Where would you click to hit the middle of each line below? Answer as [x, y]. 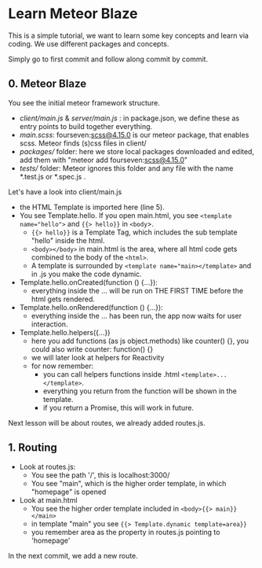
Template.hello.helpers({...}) [65, 332]
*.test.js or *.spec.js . [53, 176]
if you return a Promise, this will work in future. [118, 408]
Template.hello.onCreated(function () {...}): [89, 282]
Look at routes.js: [47, 467]
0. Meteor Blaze [47, 84]
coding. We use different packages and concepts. [89, 43]
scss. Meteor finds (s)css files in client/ [83, 143]
